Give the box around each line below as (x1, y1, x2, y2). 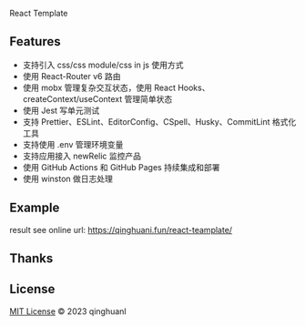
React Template (9, 8, 68, 18)
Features (9, 34, 61, 49)
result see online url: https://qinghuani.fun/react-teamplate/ (9, 224, 233, 235)
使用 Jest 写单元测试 (22, 105, 100, 116)
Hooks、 (177, 82, 210, 93)
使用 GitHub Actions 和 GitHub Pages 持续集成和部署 (22, 161, 220, 172)
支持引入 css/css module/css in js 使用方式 (22, 59, 184, 70)
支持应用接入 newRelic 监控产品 (22, 150, 142, 161)
